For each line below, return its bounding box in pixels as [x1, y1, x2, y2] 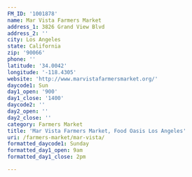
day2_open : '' [7, 108, 49, 115]
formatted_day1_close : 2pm [7, 153, 86, 161]
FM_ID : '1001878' [7, 10, 58, 17]
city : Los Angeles [7, 36, 61, 43]
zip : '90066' [7, 50, 46, 57]
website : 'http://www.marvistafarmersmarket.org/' [7, 75, 158, 83]
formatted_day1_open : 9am [7, 147, 83, 154]
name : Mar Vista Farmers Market [7, 17, 102, 24]
